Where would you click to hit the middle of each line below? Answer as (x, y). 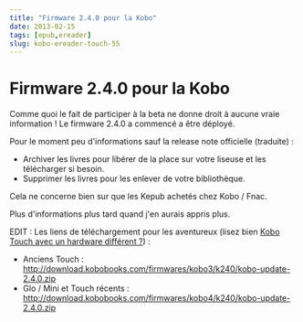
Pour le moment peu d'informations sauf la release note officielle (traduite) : (152, 142)
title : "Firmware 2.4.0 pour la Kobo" (83, 18)
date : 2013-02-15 (42, 27)
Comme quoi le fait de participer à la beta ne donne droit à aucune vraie (145, 114)
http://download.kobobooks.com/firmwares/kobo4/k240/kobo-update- (157, 298)
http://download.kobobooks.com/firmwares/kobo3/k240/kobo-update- (156, 269)
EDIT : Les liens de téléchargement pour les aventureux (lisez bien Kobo (145, 232)
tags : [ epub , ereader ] (51, 35)
